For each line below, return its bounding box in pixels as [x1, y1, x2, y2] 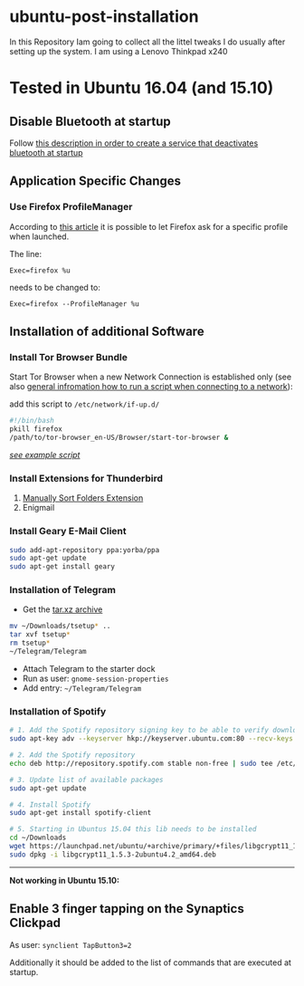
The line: [9, 248, 43, 259]
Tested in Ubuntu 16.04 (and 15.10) [9, 78, 274, 99]
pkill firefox [9, 425, 63, 434]
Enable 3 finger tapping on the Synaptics [9, 901, 244, 916]
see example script [9, 449, 81, 460]
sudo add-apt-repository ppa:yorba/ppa [9, 545, 160, 554]
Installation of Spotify [9, 704, 107, 717]
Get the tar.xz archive [22, 604, 103, 615]
